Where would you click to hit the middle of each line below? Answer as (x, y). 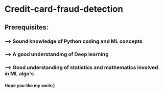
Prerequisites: (26, 27)
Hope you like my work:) (30, 85)
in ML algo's (19, 74)
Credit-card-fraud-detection (64, 9)
